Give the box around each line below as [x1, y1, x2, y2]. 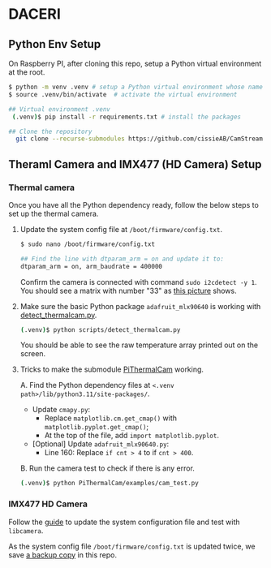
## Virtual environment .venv [8, 105, 111, 114]
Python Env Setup [8, 37, 101, 51]
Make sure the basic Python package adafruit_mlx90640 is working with [19, 301, 261, 311]
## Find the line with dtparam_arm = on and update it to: [19, 255, 225, 263]
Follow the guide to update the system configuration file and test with [8, 517, 241, 527]
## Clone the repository [8, 127, 92, 136]
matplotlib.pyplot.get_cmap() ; [44, 422, 149, 432]
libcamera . [8, 525, 44, 536]
